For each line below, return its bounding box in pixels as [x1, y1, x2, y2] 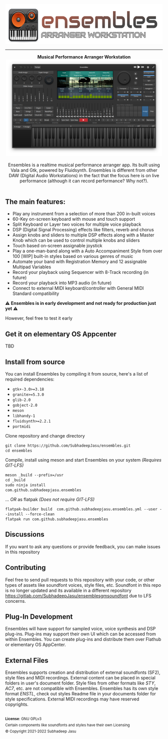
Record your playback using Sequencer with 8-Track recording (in [12, 269, 149, 275]
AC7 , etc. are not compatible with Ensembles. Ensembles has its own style [5, 685, 158, 691]
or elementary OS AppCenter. [5, 642, 66, 648]
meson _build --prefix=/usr [5, 473, 64, 478]
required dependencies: [5, 377, 54, 383]
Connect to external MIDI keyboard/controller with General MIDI [12, 285, 144, 291]
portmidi [12, 424, 31, 429]
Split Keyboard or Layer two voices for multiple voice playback [12, 221, 141, 227]
